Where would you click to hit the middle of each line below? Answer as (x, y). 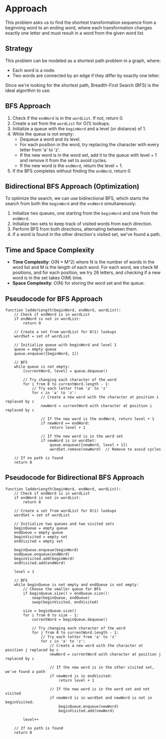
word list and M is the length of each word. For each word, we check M (85, 267)
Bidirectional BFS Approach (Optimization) (72, 186)
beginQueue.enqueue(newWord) (89, 706)
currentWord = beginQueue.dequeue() (70, 619)
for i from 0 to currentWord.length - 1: (67, 384)
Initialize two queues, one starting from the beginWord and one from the (85, 213)
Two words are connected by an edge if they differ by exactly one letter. (86, 76)
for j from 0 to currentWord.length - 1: (75, 632)
